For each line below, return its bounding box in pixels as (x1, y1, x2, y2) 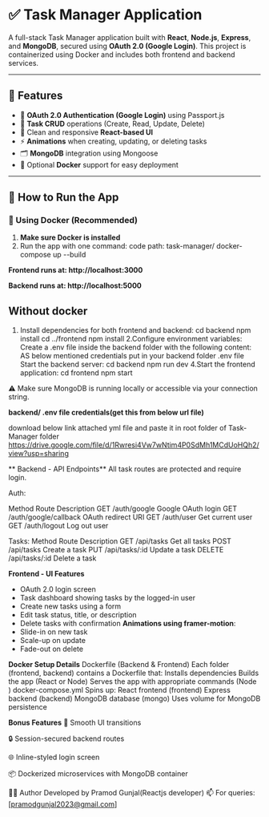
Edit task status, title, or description (19, 610, 138, 620)
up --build (52, 250, 86, 260)
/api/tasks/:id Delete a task (8, 553, 97, 563)
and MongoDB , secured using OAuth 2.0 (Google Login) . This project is (8, 41, 247, 51)
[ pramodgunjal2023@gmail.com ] (8, 799, 118, 809)
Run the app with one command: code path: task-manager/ (19, 241, 215, 251)
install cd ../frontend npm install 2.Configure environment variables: (19, 334, 243, 344)
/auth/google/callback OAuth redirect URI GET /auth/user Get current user (8, 512, 253, 522)
